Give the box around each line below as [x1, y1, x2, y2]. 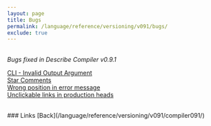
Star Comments [7, 76, 52, 85]
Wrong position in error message [7, 83, 101, 92]
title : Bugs [7, 17, 41, 23]
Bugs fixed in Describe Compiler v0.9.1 [7, 56, 117, 64]
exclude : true [7, 29, 48, 36]
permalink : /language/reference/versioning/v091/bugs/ [7, 23, 168, 30]
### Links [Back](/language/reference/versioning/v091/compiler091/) [7, 112, 205, 120]
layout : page [7, 10, 45, 17]
